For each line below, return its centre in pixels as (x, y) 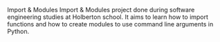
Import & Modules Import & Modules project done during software (101, 10)
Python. (18, 31)
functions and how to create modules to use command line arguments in (110, 24)
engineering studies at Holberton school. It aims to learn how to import (108, 17)
